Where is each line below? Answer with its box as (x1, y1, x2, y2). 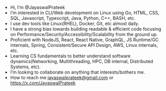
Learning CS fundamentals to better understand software (10, 53, 131, 59)
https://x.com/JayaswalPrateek (10, 80, 76, 86)
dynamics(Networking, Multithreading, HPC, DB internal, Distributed (10, 58, 153, 64)
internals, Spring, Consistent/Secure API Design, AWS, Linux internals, (10, 42, 158, 48)
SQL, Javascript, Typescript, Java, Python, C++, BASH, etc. (10, 15, 136, 21)
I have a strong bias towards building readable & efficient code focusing (10, 26, 162, 32)
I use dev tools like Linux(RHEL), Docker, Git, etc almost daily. (10, 20, 139, 26)
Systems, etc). (10, 64, 41, 70)
